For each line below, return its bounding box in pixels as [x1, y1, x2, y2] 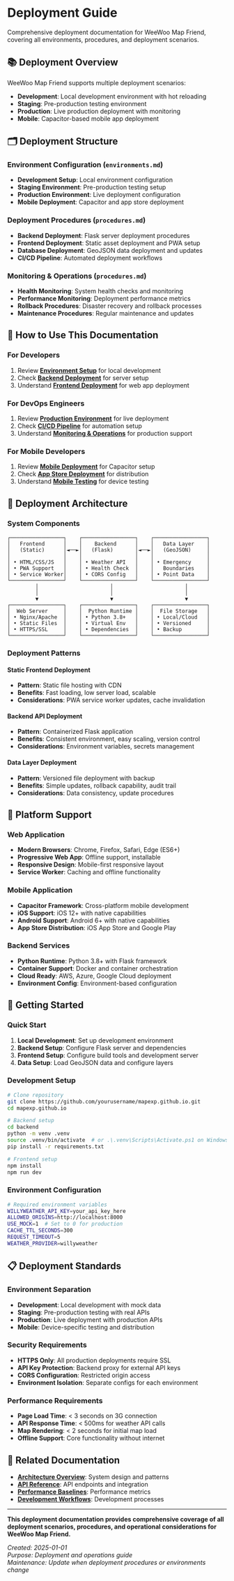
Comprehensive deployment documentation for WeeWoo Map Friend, [7, 28, 207, 36]
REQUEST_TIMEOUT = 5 [7, 1234, 61, 1241]
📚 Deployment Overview [7, 57, 118, 68]
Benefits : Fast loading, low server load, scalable [17, 689, 157, 697]
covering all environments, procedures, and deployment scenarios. [7, 35, 200, 43]
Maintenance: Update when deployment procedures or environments [7, 1558, 206, 1566]
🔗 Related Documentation [7, 1454, 120, 1466]
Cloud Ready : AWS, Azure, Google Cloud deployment [17, 971, 172, 980]
